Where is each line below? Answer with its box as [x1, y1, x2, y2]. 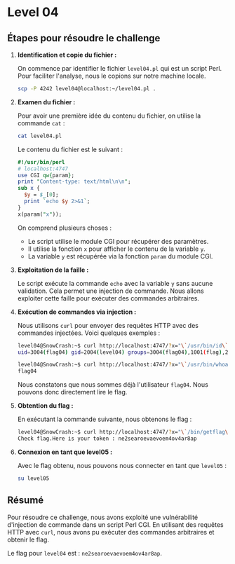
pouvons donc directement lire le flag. [17, 388, 128, 397]
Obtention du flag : [17, 401, 74, 410]
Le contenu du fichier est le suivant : [17, 145, 123, 153]
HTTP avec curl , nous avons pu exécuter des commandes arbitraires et [7, 528, 215, 536]
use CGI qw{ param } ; [17, 172, 75, 179]
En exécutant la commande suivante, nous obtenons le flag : [17, 415, 192, 424]
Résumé [7, 495, 44, 507]
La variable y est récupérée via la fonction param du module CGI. [27, 252, 213, 260]
